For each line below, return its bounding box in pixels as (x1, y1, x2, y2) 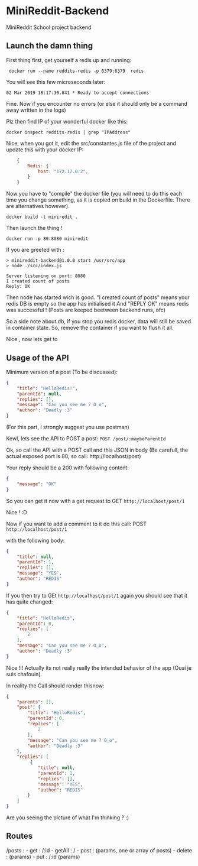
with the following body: (6, 537, 65, 544)
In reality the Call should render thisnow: (6, 682, 105, 689)
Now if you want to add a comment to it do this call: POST (6, 520, 147, 527)
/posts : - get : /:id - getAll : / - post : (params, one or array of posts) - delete (6, 846, 192, 854)
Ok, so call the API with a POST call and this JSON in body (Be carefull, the (6, 446, 188, 453)
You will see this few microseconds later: (6, 78, 106, 85)
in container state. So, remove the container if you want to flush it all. (6, 324, 174, 332)
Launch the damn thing (6, 41, 93, 51)
